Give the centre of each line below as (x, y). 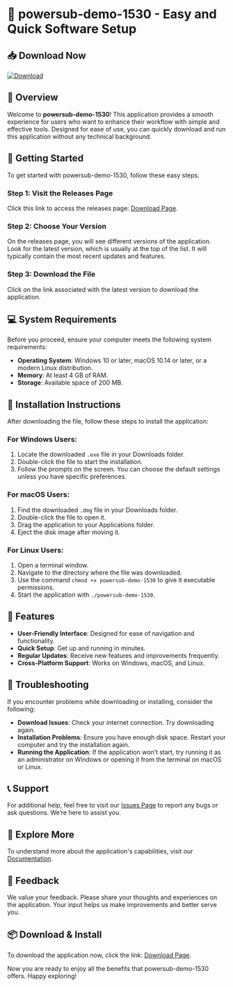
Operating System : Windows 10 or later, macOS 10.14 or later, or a (112, 360)
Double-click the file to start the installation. (80, 462)
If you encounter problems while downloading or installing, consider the (110, 701)
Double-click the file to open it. (62, 517)
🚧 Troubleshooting (48, 685)
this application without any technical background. (79, 136)
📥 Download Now (47, 55)
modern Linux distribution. (55, 368)
